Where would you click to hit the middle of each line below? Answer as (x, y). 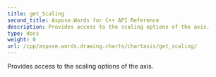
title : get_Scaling (36, 14)
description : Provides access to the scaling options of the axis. (109, 27)
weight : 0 (22, 40)
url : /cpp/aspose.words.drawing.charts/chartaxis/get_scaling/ (102, 46)
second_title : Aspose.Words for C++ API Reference (83, 20)
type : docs (23, 33)
